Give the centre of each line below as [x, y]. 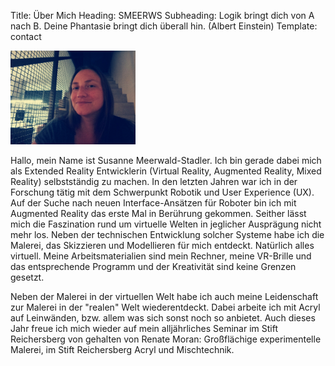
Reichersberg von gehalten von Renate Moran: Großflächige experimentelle [166, 339]
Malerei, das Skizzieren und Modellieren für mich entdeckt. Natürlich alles [162, 245]
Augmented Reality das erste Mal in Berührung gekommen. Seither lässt [158, 213]
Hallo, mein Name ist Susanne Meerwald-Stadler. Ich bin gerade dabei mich [166, 160]
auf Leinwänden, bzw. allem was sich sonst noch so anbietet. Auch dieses [163, 317]
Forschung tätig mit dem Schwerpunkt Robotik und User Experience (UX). [162, 192]
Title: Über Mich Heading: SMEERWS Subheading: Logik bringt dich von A [162, 15]
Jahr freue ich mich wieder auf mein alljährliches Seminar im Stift [144, 328]
